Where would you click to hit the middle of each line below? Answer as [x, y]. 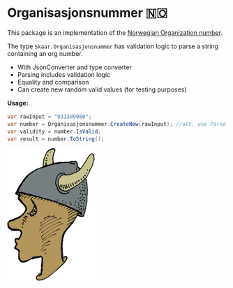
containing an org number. [45, 53]
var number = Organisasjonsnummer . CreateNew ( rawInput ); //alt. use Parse [117, 124]
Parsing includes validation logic [64, 74]
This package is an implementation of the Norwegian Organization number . [115, 32]
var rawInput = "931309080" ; [50, 117]
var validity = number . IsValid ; [54, 131]
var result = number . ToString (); [56, 139]
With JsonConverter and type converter [75, 67]
